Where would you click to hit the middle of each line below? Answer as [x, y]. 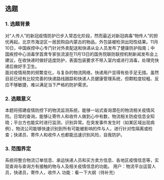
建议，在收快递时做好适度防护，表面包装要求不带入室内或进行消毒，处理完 [80, 60]
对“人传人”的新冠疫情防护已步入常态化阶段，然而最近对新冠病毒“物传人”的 [79, 35]
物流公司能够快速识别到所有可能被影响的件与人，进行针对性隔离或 [82, 129]
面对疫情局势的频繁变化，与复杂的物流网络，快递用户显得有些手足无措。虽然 [82, 72]
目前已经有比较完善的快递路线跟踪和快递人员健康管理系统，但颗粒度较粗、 [80, 78]
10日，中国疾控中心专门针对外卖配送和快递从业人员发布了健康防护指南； [78, 48]
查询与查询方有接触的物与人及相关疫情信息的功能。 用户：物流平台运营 [80, 166]
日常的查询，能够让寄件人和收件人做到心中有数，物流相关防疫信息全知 [84, 116]
